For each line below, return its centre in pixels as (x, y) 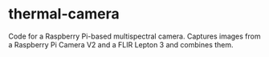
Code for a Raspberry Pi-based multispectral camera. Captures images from (134, 36)
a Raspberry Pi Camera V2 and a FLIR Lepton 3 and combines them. (121, 44)
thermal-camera (64, 14)
